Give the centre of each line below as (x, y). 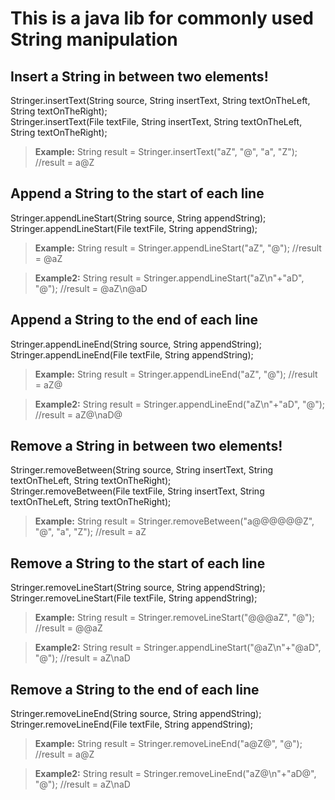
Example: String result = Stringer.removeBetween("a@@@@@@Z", (174, 521)
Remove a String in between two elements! (146, 446)
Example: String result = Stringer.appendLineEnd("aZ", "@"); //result (176, 374)
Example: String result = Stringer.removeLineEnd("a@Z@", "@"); (168, 744)
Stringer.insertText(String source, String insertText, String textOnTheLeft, (160, 100)
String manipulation (94, 39)
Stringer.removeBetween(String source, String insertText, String (141, 470)
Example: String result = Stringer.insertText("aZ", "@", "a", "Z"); (166, 151)
